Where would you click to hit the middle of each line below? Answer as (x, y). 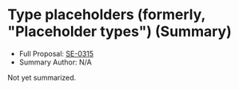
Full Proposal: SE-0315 (56, 53)
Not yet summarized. (42, 77)
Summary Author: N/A (56, 62)
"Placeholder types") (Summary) (120, 31)
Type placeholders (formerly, (106, 15)
